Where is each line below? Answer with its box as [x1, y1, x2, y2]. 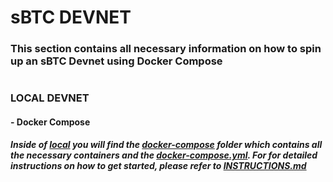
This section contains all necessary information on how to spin [10, 42, 322, 56]
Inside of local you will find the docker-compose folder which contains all [10, 139, 323, 151]
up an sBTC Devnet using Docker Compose [10, 54, 223, 68]
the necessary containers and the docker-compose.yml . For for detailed [10, 149, 318, 161]
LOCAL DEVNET [10, 91, 90, 105]
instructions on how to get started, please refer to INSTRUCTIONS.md [10, 160, 307, 172]
